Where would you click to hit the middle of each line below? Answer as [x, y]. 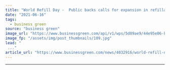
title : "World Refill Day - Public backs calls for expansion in [77, 10]
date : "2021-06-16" [26, 15]
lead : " [13, 43]
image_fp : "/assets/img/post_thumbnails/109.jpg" [59, 39]
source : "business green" [32, 29]
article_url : [19, 52]
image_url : [17, 33]
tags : [11, 19]
